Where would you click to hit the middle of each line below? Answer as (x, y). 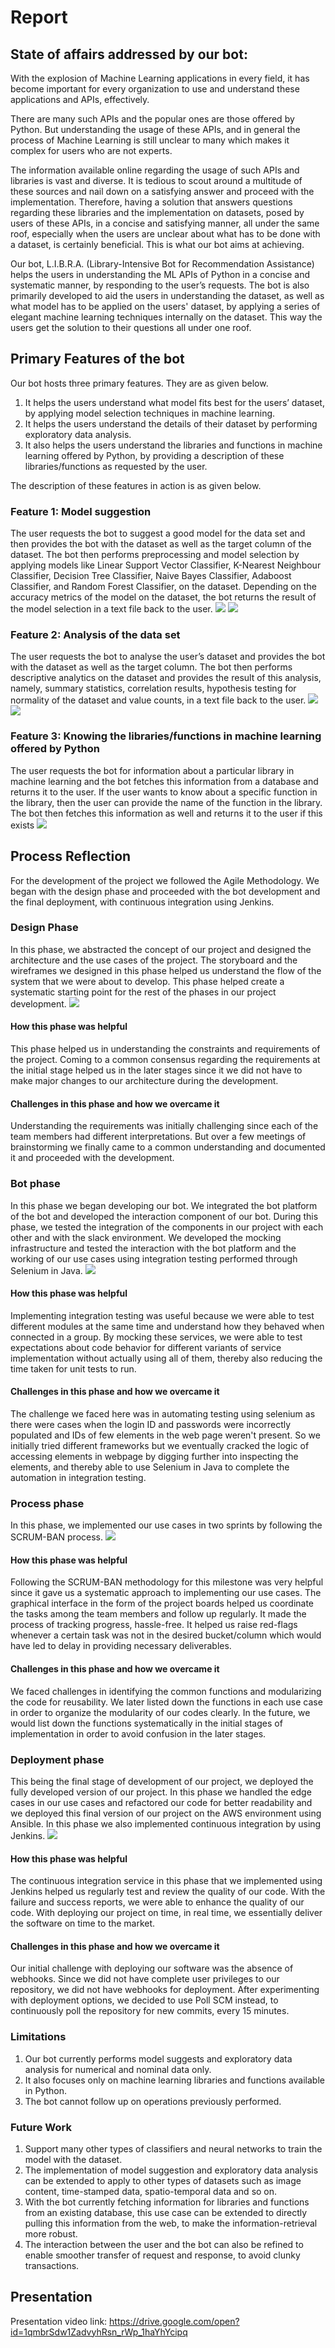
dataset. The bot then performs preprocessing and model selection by (155, 555)
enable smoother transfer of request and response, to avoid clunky (162, 2255)
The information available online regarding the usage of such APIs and (155, 170)
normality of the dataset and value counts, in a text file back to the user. (158, 700)
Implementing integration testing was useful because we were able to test (162, 1315)
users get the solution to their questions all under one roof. (131, 327)
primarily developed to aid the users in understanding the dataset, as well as (167, 295)
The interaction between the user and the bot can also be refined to (164, 2244)
